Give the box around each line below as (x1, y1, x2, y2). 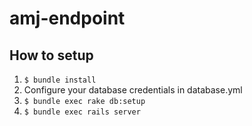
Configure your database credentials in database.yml (23, 84, 243, 96)
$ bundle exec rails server (23, 107, 141, 117)
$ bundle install (23, 75, 97, 85)
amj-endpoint (9, 7, 126, 30)
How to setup (9, 47, 94, 64)
